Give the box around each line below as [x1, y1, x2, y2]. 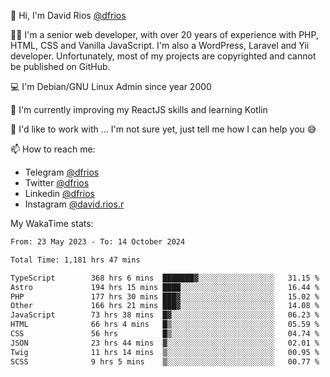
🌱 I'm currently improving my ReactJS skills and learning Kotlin [10, 104, 268, 115]
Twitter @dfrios [24, 177, 90, 189]
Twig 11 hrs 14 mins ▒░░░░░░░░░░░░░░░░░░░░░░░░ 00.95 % [10, 347, 320, 357]
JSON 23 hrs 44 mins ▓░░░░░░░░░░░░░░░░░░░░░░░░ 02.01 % [10, 338, 320, 348]
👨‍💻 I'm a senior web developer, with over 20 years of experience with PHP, [10, 29, 319, 40]
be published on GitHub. [10, 61, 111, 72]
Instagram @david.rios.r [24, 198, 125, 210]
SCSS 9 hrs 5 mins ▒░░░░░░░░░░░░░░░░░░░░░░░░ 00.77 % [10, 356, 320, 367]
